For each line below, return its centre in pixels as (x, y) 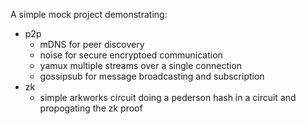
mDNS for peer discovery (92, 44)
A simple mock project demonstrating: (89, 14)
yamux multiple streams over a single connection (141, 65)
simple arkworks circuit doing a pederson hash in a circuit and (168, 97)
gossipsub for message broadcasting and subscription (152, 76)
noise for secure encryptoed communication (131, 55)
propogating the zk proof (91, 108)
